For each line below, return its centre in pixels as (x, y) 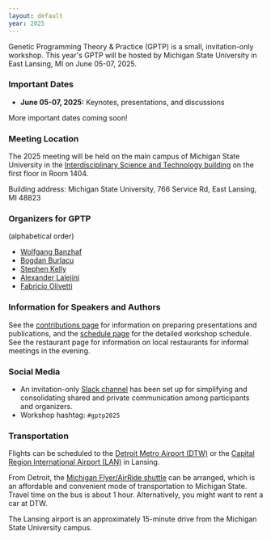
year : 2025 (27, 23)
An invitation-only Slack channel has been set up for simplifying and (134, 389)
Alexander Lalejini (50, 278)
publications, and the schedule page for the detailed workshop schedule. (130, 333)
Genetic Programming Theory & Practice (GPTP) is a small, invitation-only (131, 46)
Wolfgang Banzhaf (51, 252)
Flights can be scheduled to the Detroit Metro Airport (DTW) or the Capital (131, 454)
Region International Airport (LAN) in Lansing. (84, 462)
